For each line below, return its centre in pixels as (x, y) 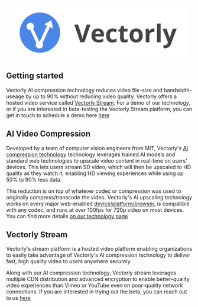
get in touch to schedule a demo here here (58, 115)
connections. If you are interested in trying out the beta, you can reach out (97, 292)
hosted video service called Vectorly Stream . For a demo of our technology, (98, 102)
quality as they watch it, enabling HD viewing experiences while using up (95, 173)
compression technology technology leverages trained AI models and (91, 154)
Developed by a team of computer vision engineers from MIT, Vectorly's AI (97, 148)
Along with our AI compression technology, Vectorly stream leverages (91, 273)
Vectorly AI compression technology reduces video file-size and (84, 90)
